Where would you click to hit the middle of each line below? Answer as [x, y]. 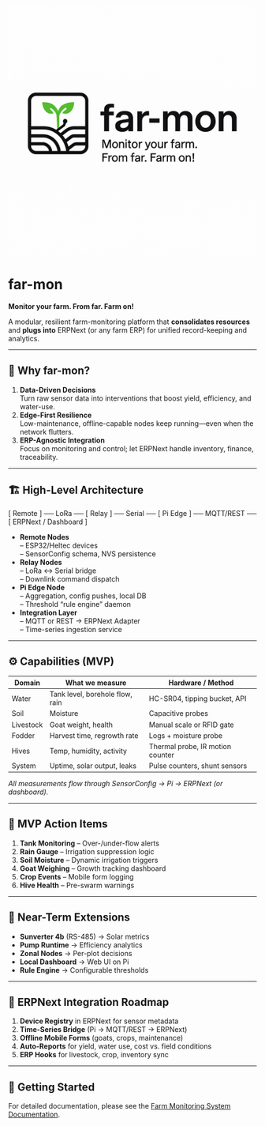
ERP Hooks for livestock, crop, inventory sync [94, 1055]
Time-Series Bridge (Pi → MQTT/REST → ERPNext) [103, 1030]
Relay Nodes [41, 562]
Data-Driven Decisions [58, 390]
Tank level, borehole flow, [91, 695]
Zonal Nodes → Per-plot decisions [76, 953]
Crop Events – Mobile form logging [77, 876]
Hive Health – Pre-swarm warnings [77, 885]
